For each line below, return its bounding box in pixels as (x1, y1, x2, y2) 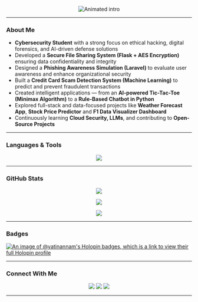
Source (14, 121, 34, 128)
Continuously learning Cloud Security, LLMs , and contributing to (14, 114, 173, 122)
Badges (6, 229, 28, 238)
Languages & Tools (6, 141, 62, 149)
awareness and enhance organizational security (14, 71, 131, 78)
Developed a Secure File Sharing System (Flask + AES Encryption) (14, 52, 180, 59)
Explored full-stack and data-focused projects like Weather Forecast (14, 102, 183, 109)
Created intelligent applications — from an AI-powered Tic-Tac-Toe (14, 89, 180, 97)
